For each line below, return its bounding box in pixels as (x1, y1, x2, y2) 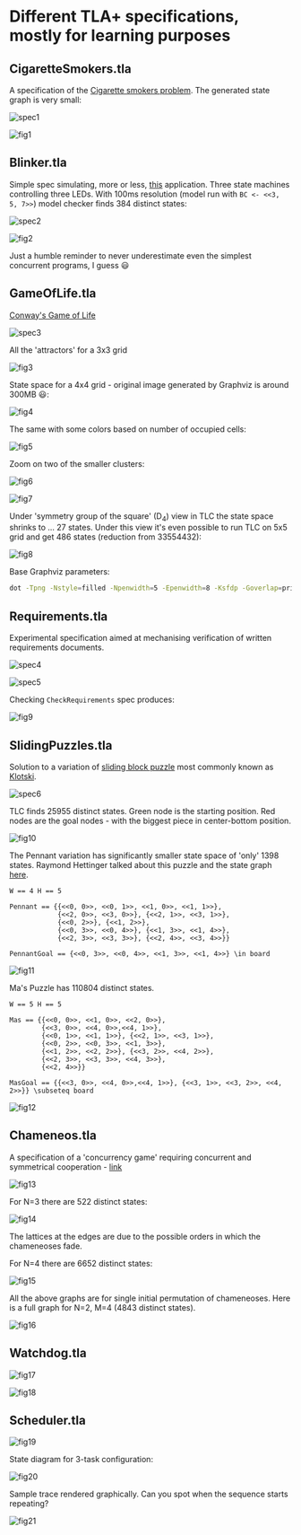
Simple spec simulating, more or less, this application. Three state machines (9, 179, 290, 189)
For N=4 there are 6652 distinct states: (9, 1258, 153, 1268)
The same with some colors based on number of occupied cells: (9, 424, 246, 434)
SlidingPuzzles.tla (9, 738, 113, 753)
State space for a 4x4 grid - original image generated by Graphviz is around (9, 379, 289, 390)
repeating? (9, 1498, 49, 1509)
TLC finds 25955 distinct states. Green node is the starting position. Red (9, 805, 276, 816)
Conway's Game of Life (9, 310, 96, 320)
